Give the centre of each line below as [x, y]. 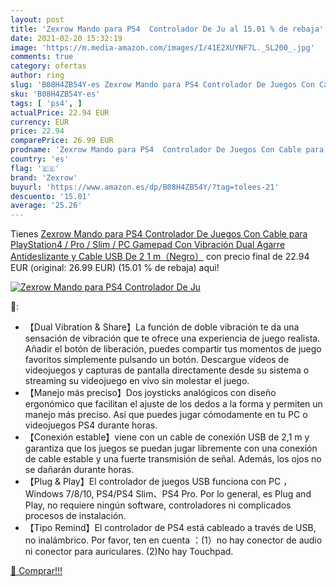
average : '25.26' [46, 206]
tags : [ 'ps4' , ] [46, 103]
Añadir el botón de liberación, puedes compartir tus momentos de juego [173, 349]
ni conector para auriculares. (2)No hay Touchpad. [129, 552]
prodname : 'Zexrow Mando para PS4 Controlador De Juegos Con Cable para [167, 150]
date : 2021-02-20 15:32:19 [66, 38]
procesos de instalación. [75, 516]
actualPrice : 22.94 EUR [60, 112]
